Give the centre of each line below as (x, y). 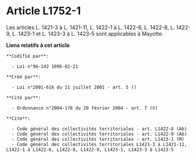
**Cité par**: (24, 97)
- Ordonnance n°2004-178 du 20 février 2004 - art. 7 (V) (85, 108)
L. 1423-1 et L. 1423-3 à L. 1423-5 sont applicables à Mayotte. (88, 33)
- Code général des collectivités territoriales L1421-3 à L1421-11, (99, 144)
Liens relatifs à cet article (38, 45)
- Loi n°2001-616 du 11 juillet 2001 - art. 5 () (74, 87)
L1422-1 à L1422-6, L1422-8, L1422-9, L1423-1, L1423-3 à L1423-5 (90, 150)
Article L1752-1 (44, 11)
